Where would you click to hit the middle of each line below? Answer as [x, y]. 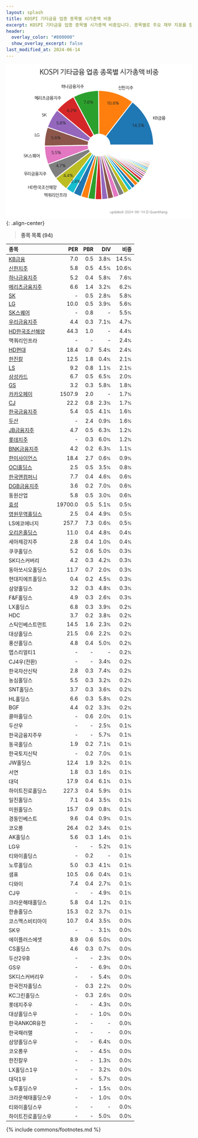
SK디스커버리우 [26, 977]
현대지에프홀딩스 [28, 579]
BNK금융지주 [24, 448]
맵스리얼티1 [22, 652]
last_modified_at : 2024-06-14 [43, 50]
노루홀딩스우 [23, 1088]
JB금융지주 [21, 430]
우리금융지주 [23, 322]
